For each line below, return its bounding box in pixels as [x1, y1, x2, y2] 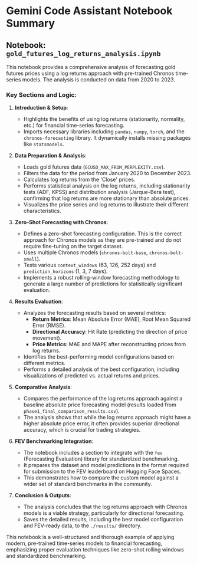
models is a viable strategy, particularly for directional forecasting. [23, 510, 185, 517]
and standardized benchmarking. [6, 553, 87, 560]
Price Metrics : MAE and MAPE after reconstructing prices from [32, 341, 186, 348]
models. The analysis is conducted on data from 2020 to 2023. [22, 76, 176, 83]
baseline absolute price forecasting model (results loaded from [23, 401, 177, 408]
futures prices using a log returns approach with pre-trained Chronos [6, 70, 175, 77]
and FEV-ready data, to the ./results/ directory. [23, 522, 142, 529]
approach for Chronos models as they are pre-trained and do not [23, 236, 182, 244]
